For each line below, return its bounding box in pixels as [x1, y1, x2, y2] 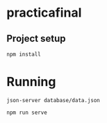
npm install [6, 51, 41, 58]
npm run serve [6, 109, 48, 116]
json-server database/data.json [6, 97, 100, 104]
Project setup [6, 33, 67, 44]
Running [6, 74, 56, 90]
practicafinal [6, 5, 82, 21]
